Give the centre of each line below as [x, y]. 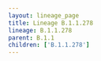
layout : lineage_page [44, 15]
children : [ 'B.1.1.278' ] [49, 45]
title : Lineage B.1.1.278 [50, 23]
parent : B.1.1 [32, 38]
